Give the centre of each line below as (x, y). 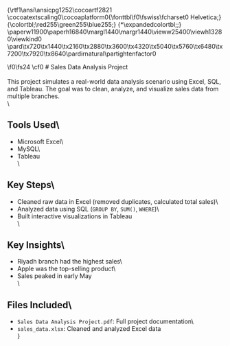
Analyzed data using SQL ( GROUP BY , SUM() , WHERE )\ (88, 209)
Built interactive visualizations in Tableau (74, 216)
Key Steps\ (31, 185)
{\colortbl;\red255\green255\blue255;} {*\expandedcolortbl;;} (94, 24)
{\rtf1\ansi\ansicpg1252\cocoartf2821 (59, 10)
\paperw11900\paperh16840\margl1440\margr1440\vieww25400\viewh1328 (115, 32)
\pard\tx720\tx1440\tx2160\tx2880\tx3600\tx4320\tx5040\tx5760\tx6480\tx (115, 46)
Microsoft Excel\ (40, 141)
